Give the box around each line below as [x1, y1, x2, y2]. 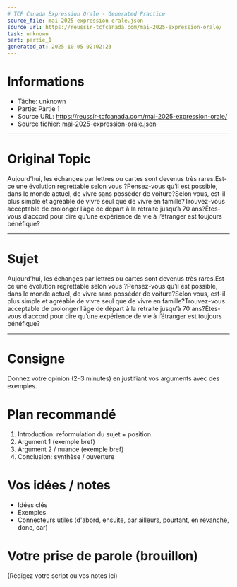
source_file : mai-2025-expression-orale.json [7, 17, 143, 24]
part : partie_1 [7, 37, 52, 44]
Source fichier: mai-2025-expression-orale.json [17, 120, 157, 128]
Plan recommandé [7, 406, 116, 422]
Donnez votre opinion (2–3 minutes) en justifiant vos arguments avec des [7, 374, 220, 383]
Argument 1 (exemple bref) [17, 437, 95, 446]
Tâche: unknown [17, 97, 66, 105]
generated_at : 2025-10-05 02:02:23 [7, 43, 112, 50]
